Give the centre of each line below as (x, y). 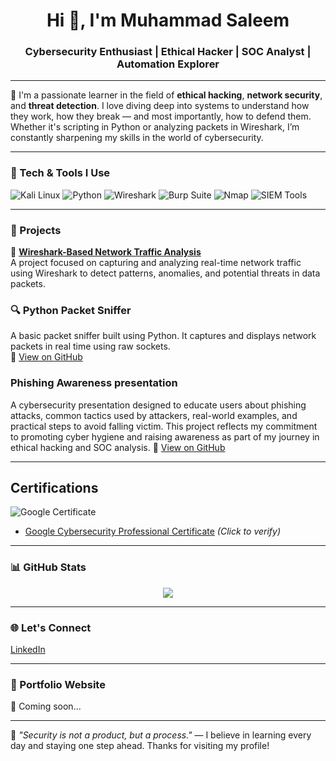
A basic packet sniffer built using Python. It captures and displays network (163, 336)
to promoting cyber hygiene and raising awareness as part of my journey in (165, 436)
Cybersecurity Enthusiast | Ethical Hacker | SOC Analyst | (168, 52)
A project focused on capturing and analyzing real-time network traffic (156, 263)
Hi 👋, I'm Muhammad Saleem (168, 20)
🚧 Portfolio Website (58, 684)
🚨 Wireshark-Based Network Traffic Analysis (106, 252)
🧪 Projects (36, 230)
